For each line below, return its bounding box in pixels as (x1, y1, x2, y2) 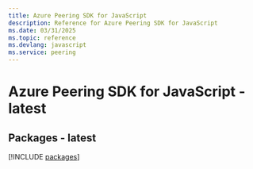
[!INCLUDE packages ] (8, 152, 80, 161)
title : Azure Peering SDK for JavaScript (8, 11, 148, 20)
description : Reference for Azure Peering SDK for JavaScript (8, 19, 218, 27)
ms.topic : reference (8, 33, 77, 42)
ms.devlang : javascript (8, 41, 87, 49)
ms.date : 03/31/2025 (8, 26, 77, 34)
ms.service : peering (8, 48, 77, 56)
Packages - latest (8, 131, 97, 144)
